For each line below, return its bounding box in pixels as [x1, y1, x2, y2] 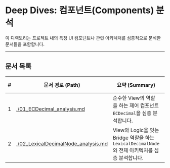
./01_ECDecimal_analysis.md [16, 105, 85, 113]
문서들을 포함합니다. [5, 41, 45, 47]
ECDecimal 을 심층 [112, 109, 152, 117]
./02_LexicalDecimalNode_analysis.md [16, 140, 108, 147]
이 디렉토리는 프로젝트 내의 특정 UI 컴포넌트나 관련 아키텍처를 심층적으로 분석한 [5, 35, 161, 41]
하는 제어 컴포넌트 [118, 102, 159, 109]
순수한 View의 [112, 94, 145, 101]
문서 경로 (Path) [44, 81, 80, 88]
